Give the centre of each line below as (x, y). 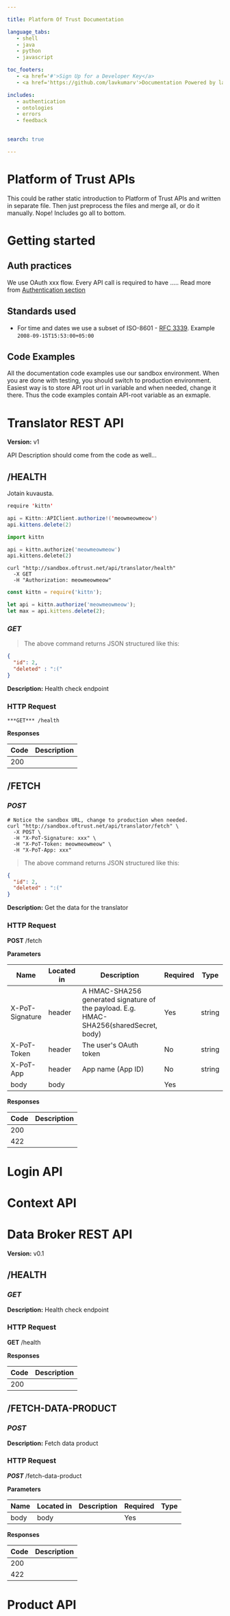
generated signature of (119, 999)
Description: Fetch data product (53, 1443)
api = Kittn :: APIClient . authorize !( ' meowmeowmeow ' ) (82, 518)
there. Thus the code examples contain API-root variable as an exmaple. (109, 395)
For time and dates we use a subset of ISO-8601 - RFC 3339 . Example (116, 328)
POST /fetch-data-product (44, 1476)
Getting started (51, 240)
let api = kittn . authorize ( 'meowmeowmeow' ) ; (72, 605)
